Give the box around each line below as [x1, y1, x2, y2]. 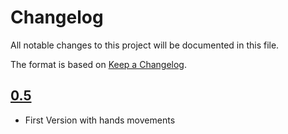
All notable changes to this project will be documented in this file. [10, 39, 280, 51]
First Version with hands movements [24, 114, 176, 126]
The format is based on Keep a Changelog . [10, 58, 187, 70]
